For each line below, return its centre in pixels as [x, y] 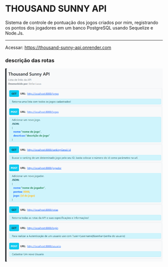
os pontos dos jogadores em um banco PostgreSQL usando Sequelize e [79, 27]
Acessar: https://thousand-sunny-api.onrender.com [58, 47]
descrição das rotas [30, 60]
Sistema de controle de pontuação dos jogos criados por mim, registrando [82, 22]
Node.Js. [14, 33]
